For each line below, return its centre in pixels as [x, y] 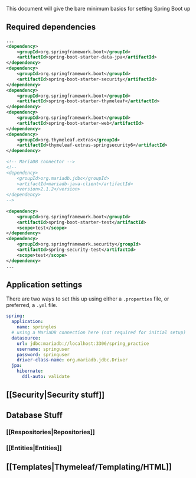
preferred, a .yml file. [32, 305]
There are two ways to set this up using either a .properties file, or [88, 299]
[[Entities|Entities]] [34, 448]
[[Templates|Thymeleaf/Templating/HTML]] [89, 467]
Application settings [44, 284]
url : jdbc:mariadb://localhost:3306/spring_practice [83, 343]
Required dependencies [51, 27]
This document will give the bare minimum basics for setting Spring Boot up [98, 9]
